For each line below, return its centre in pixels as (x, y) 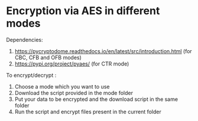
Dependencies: (25, 40)
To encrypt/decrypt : (31, 75)
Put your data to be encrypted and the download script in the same (96, 99)
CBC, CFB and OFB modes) (48, 57)
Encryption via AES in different (83, 11)
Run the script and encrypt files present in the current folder (88, 112)
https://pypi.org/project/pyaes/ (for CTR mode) (72, 64)
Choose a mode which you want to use (62, 86)
